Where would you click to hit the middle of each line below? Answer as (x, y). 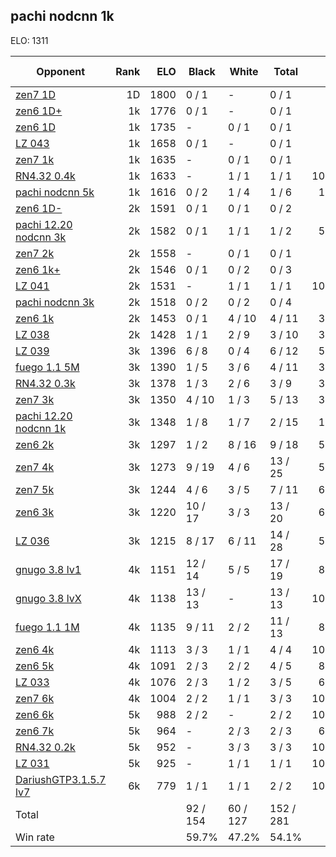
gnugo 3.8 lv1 (48, 569)
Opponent (60, 71)
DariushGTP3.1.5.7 (61, 779)
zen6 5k (35, 666)
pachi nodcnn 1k (62, 16)
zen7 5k (35, 489)
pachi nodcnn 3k (55, 302)
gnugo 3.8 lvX (48, 598)
